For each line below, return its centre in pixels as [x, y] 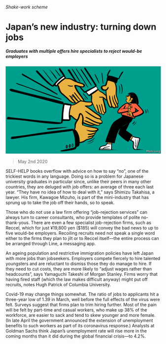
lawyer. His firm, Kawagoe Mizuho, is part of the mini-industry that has [77, 197]
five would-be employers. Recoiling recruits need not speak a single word [80, 233]
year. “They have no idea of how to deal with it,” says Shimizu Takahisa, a [80, 192]
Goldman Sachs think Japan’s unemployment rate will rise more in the [76, 331]
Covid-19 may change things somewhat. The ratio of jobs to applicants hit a [82, 294]
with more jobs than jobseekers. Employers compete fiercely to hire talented [83, 259]
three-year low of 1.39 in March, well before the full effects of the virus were [83, 300]
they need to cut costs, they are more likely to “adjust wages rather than [79, 269]
